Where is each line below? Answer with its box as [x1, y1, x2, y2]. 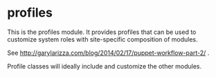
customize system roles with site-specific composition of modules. [7, 35, 199, 43]
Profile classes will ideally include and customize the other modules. [7, 62, 202, 70]
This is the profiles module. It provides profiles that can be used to [7, 28, 197, 36]
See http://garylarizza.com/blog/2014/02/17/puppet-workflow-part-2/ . [7, 49, 210, 57]
